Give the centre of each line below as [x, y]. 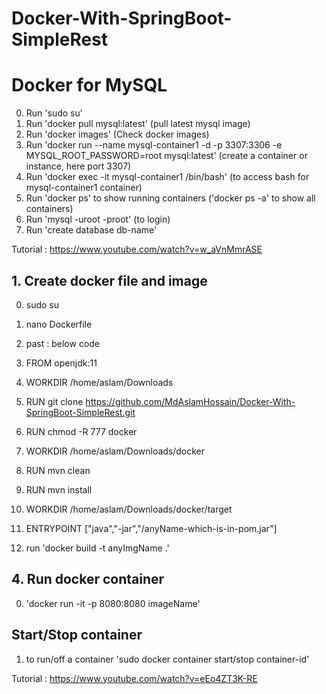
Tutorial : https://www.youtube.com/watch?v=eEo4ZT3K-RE [134, 678]
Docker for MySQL [89, 85]
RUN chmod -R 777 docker [81, 431]
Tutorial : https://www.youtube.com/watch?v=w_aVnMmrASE [137, 249]
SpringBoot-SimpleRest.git [80, 412]
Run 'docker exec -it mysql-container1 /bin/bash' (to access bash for [167, 177]
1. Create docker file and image [109, 280]
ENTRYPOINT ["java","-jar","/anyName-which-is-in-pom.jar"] [151, 528]
